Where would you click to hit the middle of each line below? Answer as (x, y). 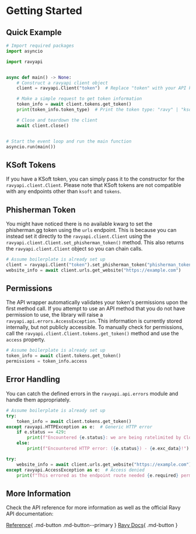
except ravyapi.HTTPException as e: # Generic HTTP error (79, 427)
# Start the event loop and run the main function (69, 141)
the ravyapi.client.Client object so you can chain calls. (74, 249)
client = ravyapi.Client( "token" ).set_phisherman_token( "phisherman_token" (100, 265)
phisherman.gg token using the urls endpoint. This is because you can (91, 230)
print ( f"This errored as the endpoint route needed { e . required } (98, 475)
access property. (26, 339)
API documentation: (30, 514)
